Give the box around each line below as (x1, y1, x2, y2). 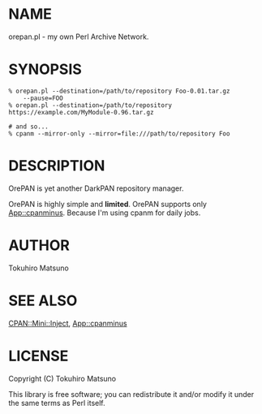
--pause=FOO (23, 94, 63, 102)
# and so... (8, 123, 49, 131)
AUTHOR (8, 236, 71, 254)
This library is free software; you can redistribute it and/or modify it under (8, 389, 255, 399)
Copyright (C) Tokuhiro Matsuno (8, 373, 116, 383)
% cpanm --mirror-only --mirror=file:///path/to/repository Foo (8, 129, 230, 138)
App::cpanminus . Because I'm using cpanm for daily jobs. (8, 208, 201, 218)
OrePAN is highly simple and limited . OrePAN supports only (8, 199, 207, 209)
